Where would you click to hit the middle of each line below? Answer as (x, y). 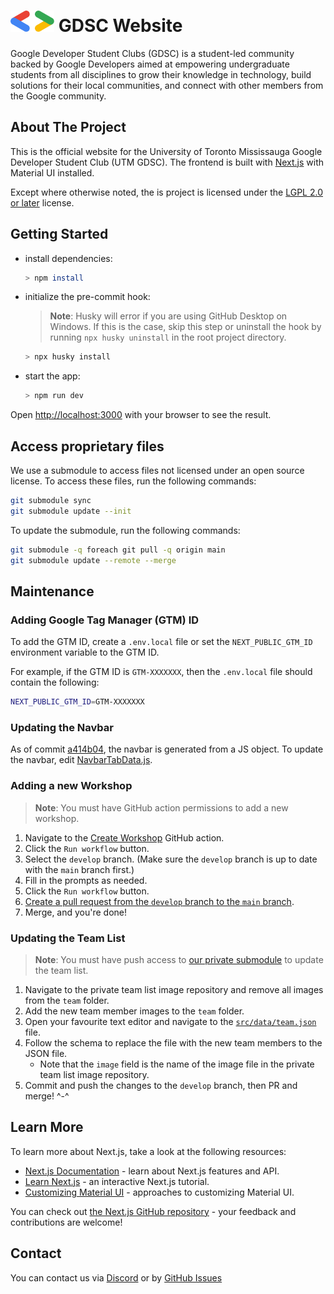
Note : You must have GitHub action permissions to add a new (161, 807)
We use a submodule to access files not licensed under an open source (157, 470)
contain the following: (55, 682)
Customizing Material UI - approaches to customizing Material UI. (159, 1192)
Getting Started (59, 234)
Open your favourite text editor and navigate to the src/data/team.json (170, 1021)
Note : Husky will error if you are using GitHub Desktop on (168, 316)
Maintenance (52, 591)
